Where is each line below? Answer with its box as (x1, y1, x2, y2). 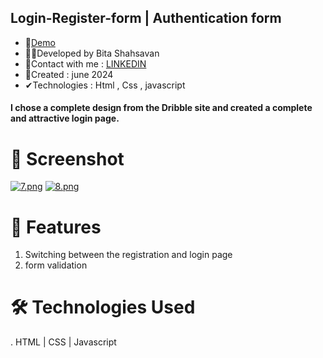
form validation (24, 259, 88, 271)
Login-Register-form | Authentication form (10, 10, 282, 27)
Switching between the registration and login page (24, 249, 233, 261)
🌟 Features (10, 216, 102, 238)
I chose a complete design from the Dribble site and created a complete (10, 102, 313, 114)
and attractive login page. (10, 112, 120, 125)
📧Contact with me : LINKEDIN (24, 57, 147, 70)
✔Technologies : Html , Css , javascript (24, 79, 186, 91)
